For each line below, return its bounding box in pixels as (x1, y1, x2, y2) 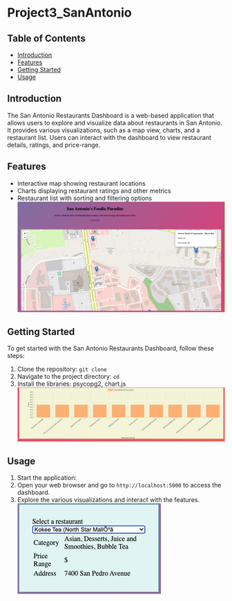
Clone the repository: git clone (17, 365, 107, 373)
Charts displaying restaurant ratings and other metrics (17, 186, 171, 195)
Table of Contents (7, 33, 86, 44)
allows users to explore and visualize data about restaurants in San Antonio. (7, 118, 223, 127)
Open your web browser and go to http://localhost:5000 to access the (17, 481, 222, 490)
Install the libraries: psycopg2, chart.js (17, 379, 126, 388)
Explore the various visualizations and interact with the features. (17, 496, 200, 504)
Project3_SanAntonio (7, 5, 133, 21)
